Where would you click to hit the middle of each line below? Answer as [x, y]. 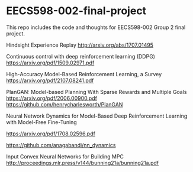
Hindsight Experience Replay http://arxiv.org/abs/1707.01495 [80, 45]
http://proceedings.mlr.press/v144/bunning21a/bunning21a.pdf [82, 163]
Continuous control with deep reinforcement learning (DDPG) [81, 56]
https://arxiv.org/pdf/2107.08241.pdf [50, 80]
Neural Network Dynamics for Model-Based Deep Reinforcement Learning [97, 116]
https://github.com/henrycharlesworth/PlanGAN [65, 104]
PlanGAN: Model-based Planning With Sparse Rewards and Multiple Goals [97, 92]
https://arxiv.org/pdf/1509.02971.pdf [50, 63]
